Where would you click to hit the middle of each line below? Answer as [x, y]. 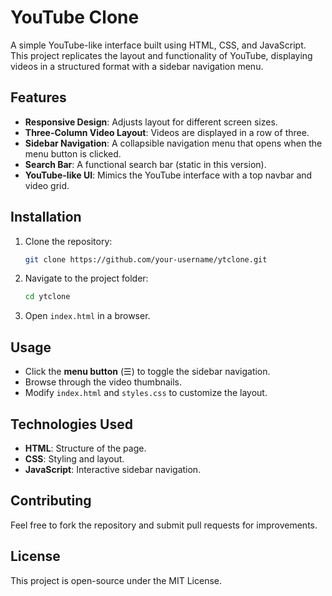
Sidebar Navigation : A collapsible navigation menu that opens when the [173, 143]
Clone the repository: [68, 241]
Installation [46, 217]
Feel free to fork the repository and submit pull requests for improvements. [164, 525]
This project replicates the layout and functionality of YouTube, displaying [161, 55]
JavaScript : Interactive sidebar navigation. [113, 469]
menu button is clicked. [73, 153]
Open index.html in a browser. [87, 316]
